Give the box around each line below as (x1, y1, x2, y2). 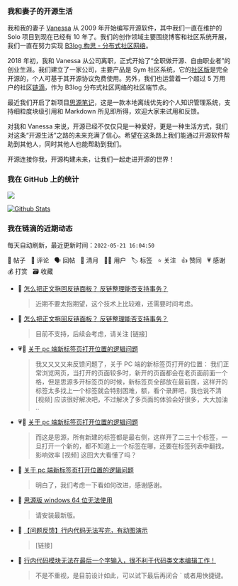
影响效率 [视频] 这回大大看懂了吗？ (35, 450, 137, 459)
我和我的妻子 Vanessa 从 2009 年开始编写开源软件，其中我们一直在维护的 (7, 23, 222, 33)
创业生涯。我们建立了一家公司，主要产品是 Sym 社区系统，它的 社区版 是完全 (7, 65, 229, 74)
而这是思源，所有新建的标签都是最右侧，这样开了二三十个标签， (35, 433, 222, 441)
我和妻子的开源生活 (7, 6, 73, 16)
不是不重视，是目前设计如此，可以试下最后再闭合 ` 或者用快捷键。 (35, 571, 227, 580)
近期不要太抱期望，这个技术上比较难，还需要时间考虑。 (35, 299, 197, 308)
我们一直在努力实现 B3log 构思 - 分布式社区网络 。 (7, 41, 152, 50)
